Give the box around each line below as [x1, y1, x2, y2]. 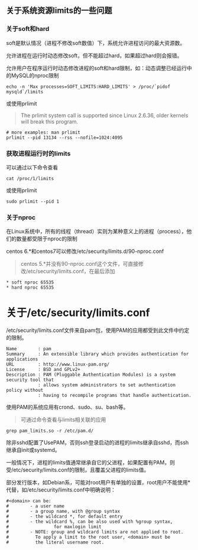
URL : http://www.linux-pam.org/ [6, 362, 110, 367]
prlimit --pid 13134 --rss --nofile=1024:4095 [6, 135, 123, 141]
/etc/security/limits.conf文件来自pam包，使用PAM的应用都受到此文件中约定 [6, 327, 190, 334]
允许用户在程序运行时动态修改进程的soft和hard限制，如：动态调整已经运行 [6, 64, 187, 71]
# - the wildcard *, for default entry [6, 513, 123, 520]
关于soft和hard [6, 25, 50, 33]
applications [6, 356, 38, 362]
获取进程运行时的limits [6, 149, 71, 158]
